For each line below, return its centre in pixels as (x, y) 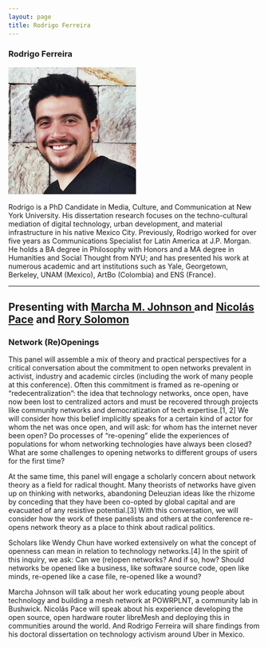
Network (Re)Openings (54, 343)
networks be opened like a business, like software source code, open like (129, 568)
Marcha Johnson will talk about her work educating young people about (126, 592)
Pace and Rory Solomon (69, 320)
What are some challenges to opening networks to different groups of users (133, 453)
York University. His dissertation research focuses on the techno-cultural (128, 215)
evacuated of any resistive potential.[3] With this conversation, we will (123, 511)
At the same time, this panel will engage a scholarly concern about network (132, 476)
